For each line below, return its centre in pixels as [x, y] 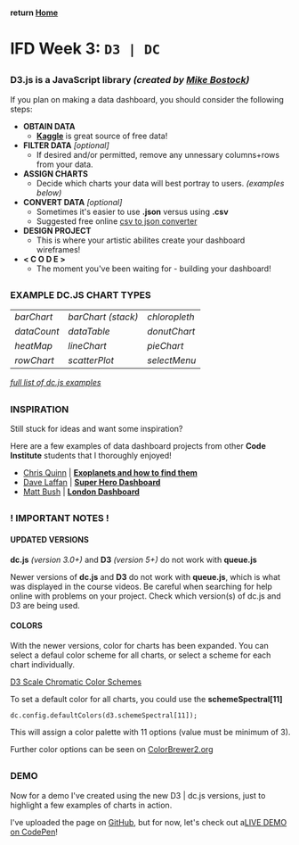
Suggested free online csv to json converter [117, 221]
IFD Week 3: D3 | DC [85, 48]
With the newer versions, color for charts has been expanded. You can [140, 645]
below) [49, 193]
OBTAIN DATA [49, 126]
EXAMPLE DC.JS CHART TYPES [81, 294]
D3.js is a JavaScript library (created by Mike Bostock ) [130, 80]
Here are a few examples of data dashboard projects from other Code [138, 446]
